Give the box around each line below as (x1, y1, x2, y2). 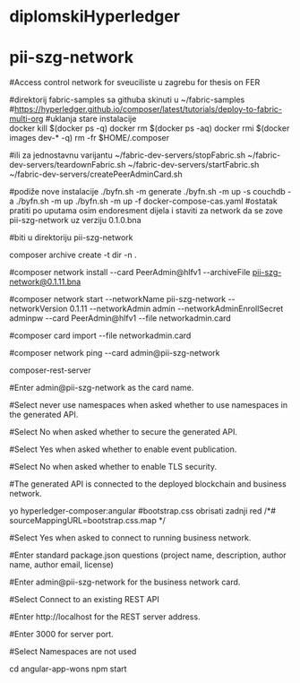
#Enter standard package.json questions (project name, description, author (9, 549, 287, 561)
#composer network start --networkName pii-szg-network (9, 294, 227, 305)
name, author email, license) (9, 559, 114, 570)
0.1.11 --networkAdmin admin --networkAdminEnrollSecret (69, 303, 284, 315)
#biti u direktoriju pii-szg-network (9, 232, 133, 243)
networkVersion (9, 303, 68, 315)
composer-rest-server (9, 365, 91, 376)
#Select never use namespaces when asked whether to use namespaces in (9, 400, 288, 411)
